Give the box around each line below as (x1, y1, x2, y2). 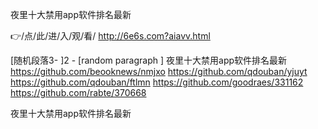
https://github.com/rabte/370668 (10, 87, 147, 98)
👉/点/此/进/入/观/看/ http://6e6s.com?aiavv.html (10, 30, 211, 42)
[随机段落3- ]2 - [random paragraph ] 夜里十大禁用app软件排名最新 (10, 54, 288, 66)
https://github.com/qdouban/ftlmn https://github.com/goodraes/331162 (10, 76, 304, 88)
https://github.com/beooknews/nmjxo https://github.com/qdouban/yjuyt (10, 66, 308, 77)
